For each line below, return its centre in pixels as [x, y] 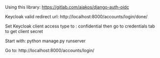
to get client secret [24, 31]
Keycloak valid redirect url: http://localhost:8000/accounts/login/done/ [77, 16]
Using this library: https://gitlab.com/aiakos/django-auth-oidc [67, 7]
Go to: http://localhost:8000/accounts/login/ [50, 50]
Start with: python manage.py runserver [45, 41]
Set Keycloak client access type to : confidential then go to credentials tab [80, 26]
